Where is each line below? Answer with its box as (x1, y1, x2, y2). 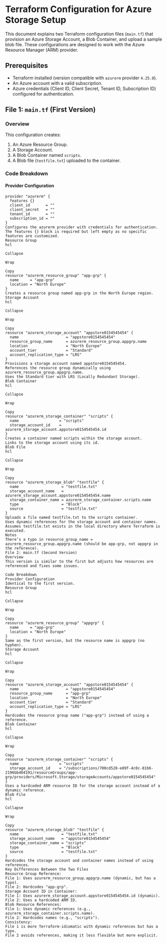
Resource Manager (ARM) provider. (5, 47, 79, 53)
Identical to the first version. (5, 581, 75, 586)
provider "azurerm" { (5, 194, 51, 199)
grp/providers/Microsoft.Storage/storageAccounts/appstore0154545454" (5, 774, 156, 780)
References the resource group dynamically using (5, 365, 111, 370)
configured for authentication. (12, 90, 75, 97)
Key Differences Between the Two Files (5, 867, 89, 872)
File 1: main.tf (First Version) (5, 106, 96, 114)
